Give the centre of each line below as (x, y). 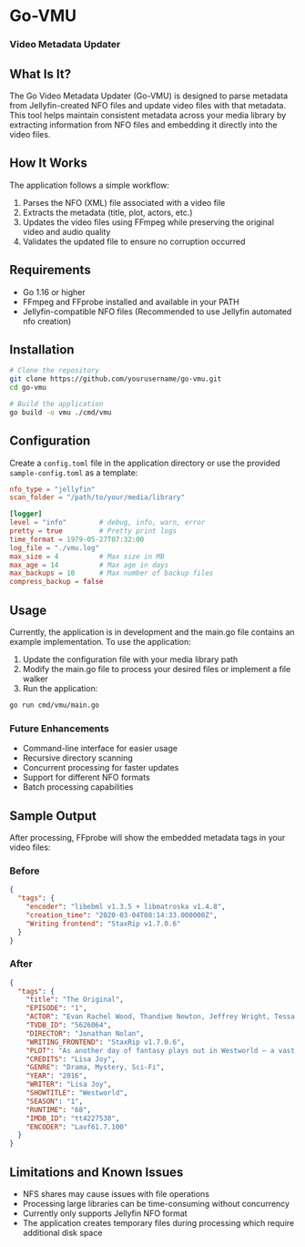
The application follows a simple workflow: (90, 185)
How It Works (49, 164)
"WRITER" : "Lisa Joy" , (69, 1085)
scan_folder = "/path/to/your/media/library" (97, 497)
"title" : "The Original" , (75, 1000)
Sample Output (53, 816)
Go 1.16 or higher (54, 291)
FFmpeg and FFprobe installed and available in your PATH (131, 302)
